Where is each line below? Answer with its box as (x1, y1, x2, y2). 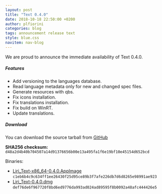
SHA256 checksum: (5, 144, 48, 150)
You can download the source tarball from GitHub (5, 134, 108, 140)
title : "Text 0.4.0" (5, 12, 49, 17)
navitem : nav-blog (5, 40, 44, 45)
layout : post (5, 7, 33, 13)
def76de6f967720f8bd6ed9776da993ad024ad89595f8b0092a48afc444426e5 (12, 184, 157, 190)
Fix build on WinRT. (12, 105, 53, 111)
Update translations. (12, 110, 55, 116)
